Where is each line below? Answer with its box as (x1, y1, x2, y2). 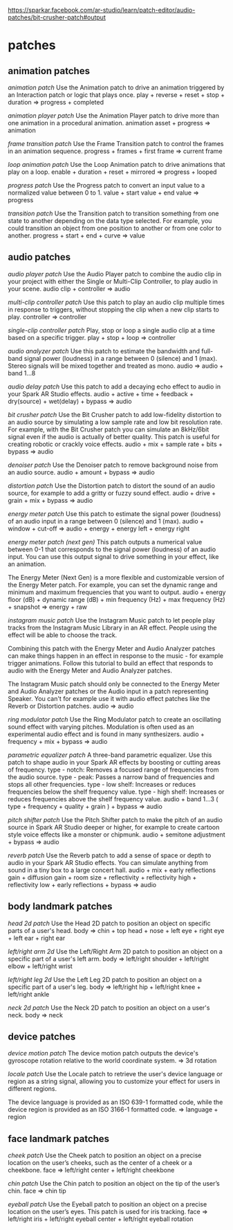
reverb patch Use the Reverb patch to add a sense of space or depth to (8, 851, 212, 859)
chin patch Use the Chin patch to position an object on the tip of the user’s (8, 1179, 220, 1188)
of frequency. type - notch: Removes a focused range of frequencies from (8, 765, 220, 774)
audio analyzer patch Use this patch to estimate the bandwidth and (8, 346, 200, 355)
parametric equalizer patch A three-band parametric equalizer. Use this (8, 751, 212, 759)
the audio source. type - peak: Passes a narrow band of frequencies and (8, 772, 215, 781)
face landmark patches (8, 1132, 110, 1145)
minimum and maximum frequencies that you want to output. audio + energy (8, 588, 226, 596)
